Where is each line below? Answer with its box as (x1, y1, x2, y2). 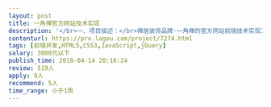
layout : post (8, 11, 52, 20)
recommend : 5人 (8, 79, 58, 87)
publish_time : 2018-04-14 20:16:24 (8, 57, 128, 65)
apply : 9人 (8, 72, 44, 80)
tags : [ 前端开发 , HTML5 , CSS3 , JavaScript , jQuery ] (8, 42, 167, 50)
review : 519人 (8, 64, 55, 72)
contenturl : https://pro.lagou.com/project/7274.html (8, 34, 194, 43)
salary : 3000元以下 (8, 49, 70, 57)
